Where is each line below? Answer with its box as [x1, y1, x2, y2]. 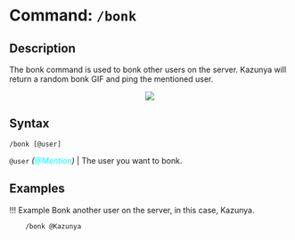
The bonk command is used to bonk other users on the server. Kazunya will [9, 64, 287, 75]
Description [9, 41, 76, 56]
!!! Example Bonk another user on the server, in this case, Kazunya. [9, 204, 255, 215]
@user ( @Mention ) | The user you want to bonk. [9, 155, 183, 165]
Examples [9, 181, 65, 196]
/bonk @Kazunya [25, 221, 82, 231]
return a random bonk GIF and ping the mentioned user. [9, 74, 214, 84]
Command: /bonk [9, 5, 136, 26]
